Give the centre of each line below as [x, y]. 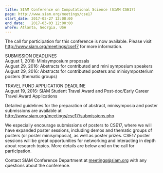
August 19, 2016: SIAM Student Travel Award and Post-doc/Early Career [77, 91]
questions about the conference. [38, 166]
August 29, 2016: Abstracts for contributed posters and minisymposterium [80, 71]
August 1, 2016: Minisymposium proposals [47, 61]
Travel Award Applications [31, 96]
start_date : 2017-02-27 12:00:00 [39, 18]
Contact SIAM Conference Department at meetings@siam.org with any [76, 160]
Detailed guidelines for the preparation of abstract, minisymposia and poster [81, 106]
